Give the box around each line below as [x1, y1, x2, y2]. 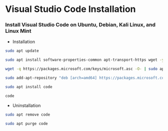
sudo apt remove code [5, 112, 50, 117]
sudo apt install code [5, 84, 52, 89]
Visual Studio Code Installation [5, 3, 136, 15]
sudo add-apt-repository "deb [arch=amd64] [5, 76, 97, 81]
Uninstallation [12, 102, 41, 108]
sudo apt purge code [5, 121, 48, 126]
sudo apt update [5, 48, 39, 53]
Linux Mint [5, 27, 31, 34]
